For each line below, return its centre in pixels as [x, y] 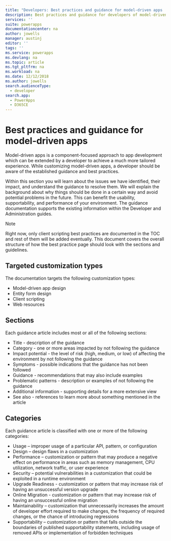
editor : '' [17, 43]
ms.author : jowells [26, 81]
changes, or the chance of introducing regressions [66, 517]
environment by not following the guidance [58, 359]
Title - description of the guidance [49, 342]
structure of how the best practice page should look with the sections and [83, 244]
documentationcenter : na [32, 29]
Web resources [28, 304]
